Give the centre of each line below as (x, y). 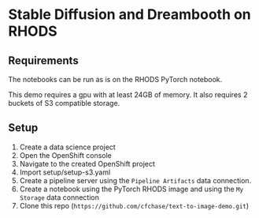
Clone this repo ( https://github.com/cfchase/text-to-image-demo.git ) (134, 205)
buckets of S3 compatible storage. (64, 103)
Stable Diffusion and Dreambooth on (130, 15)
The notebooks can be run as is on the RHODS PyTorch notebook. (115, 79)
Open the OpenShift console (65, 155)
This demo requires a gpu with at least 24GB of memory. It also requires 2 (128, 95)
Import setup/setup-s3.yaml (65, 172)
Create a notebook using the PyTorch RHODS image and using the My (131, 189)
